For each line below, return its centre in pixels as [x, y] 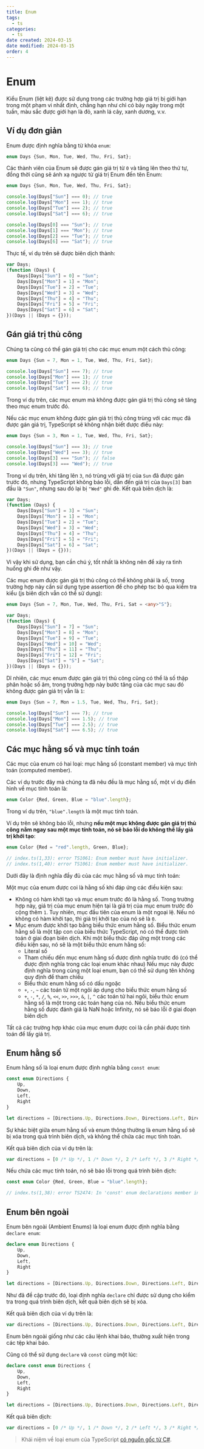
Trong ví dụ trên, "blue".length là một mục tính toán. [72, 811]
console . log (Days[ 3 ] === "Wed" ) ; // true [59, 464]
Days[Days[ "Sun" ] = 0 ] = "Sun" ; [58, 276]
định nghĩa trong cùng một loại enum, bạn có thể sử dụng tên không [109, 970]
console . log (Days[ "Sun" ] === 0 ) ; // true [59, 197]
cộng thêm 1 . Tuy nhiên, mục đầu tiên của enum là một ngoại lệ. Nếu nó [105, 912]
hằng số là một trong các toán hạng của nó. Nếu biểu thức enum [105, 1003]
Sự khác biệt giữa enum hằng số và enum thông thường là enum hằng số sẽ [101, 1130]
